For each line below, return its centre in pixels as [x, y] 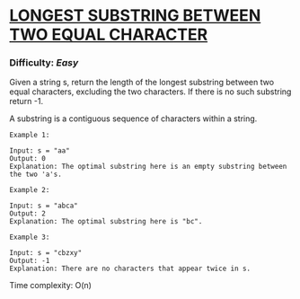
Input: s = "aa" [40, 151]
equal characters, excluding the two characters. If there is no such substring [150, 92]
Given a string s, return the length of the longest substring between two [142, 83]
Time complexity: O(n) [51, 286]
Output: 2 [28, 214]
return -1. [26, 101]
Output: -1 [30, 261]
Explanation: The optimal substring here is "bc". [106, 222]
